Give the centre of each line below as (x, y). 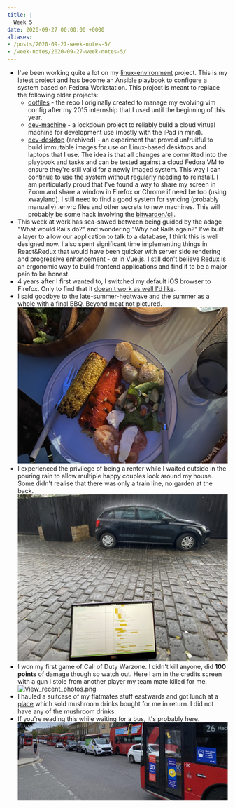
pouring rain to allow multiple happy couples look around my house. (115, 476)
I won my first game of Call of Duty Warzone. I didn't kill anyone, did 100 (121, 667)
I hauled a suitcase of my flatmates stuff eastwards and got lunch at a (118, 696)
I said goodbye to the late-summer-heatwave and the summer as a (113, 296)
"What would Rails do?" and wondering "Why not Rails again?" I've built (120, 229)
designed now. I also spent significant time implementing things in (112, 244)
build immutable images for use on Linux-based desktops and (117, 147)
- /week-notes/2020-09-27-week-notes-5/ (67, 52)
